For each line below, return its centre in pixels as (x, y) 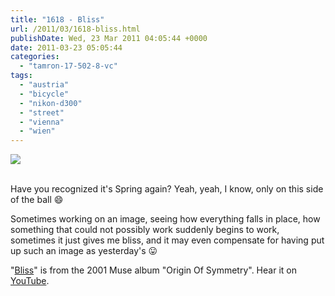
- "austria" (44, 85)
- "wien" (37, 131)
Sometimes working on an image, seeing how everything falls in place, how (165, 219)
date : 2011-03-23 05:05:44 (66, 47)
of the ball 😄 (37, 200)
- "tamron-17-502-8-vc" (68, 66)
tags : (21, 76)
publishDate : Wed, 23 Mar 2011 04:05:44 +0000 (109, 38)
